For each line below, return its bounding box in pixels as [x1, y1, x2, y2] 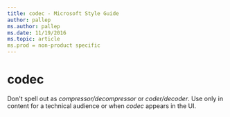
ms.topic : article [7, 36, 60, 43]
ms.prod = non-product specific [7, 42, 100, 49]
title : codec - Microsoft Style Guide [7, 10, 119, 17]
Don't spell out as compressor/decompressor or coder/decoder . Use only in [7, 94, 224, 103]
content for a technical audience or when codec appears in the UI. [7, 101, 196, 110]
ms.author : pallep [7, 23, 60, 30]
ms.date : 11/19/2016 [7, 29, 67, 36]
